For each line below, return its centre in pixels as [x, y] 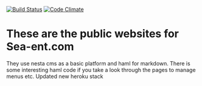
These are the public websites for [93, 34]
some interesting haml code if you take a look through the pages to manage [101, 70]
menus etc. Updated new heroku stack [55, 76]
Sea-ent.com [40, 47]
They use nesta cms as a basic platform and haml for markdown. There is [98, 63]
